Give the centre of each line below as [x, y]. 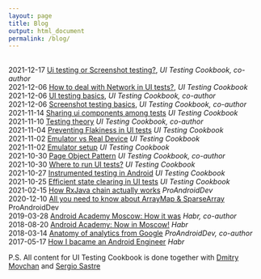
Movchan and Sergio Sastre [55, 266]
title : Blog [28, 23]
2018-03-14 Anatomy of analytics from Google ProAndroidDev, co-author [130, 233]
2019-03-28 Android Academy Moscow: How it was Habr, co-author [122, 216]
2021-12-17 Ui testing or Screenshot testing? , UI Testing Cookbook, [120, 70]
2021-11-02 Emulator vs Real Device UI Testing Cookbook [104, 139]
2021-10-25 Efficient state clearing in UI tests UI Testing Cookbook [119, 182]
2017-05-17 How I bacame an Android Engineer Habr [97, 242]
